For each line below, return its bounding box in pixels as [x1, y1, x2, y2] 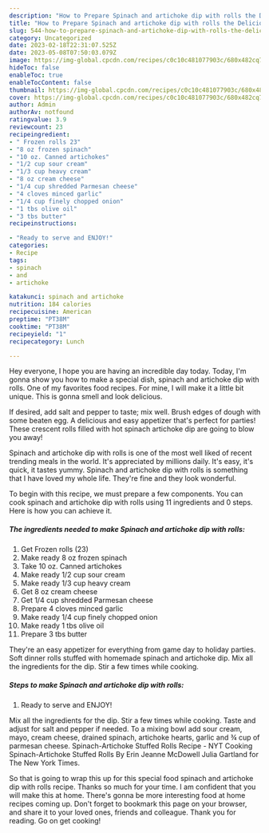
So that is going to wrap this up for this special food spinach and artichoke [9, 774, 254, 783]
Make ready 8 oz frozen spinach [20, 553, 127, 563]
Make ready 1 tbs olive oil [20, 621, 105, 631]
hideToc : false [9, 64, 60, 72]
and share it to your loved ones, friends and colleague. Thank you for [9, 807, 236, 817]
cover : [9, 93, 31, 101]
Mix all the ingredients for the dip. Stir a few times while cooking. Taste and [9, 716, 256, 725]
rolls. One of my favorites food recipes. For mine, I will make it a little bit [9, 383, 244, 393]
